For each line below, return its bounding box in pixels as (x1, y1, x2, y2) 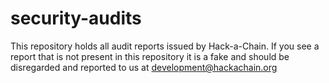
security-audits (10, 7, 142, 30)
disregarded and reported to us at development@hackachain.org (10, 61, 278, 73)
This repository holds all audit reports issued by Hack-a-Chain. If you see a (10, 40, 320, 52)
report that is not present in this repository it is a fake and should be (10, 50, 290, 62)
